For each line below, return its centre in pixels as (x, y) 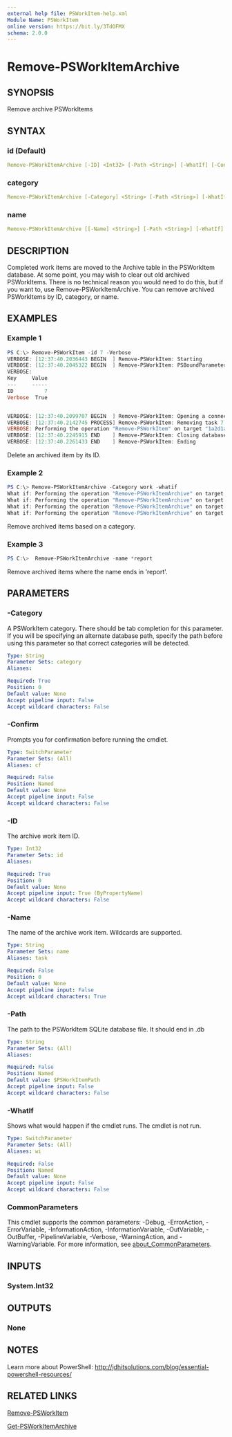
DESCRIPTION (38, 251)
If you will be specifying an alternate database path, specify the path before (115, 635)
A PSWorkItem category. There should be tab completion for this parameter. (115, 628)
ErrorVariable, (27, 1229)
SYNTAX (27, 131)
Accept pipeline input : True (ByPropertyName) (75, 893)
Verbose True (28, 397)
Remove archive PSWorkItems (50, 109)
